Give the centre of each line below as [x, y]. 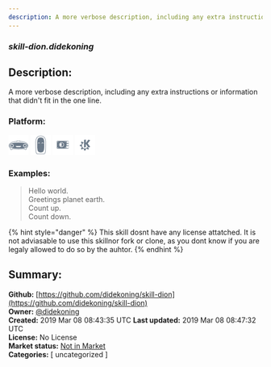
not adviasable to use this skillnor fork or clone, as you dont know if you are [134, 240]
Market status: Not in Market [57, 346]
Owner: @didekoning [44, 311]
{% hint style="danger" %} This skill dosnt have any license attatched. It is [132, 232]
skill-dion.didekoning [51, 46]
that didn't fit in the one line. [55, 100]
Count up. [45, 208]
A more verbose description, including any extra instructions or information [133, 92]
